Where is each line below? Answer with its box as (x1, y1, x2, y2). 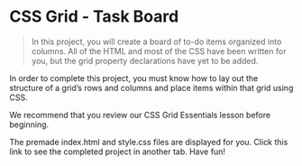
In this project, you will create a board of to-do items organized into (31, 36, 282, 47)
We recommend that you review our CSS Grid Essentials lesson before (9, 109, 271, 120)
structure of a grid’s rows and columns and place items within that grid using (9, 82, 294, 93)
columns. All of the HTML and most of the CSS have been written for (31, 45, 287, 56)
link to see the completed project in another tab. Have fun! (9, 146, 225, 157)
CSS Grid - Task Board (9, 6, 179, 27)
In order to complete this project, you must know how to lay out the (9, 72, 259, 83)
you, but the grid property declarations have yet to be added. (31, 55, 259, 66)
